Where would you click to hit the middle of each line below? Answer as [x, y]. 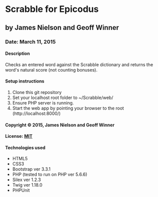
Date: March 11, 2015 [31, 42]
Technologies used [25, 147]
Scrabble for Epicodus [52, 9]
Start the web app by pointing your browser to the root [68, 108]
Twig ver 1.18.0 [27, 185]
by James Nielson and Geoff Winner [62, 28]
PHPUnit [21, 191]
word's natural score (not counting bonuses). [51, 70]
